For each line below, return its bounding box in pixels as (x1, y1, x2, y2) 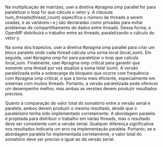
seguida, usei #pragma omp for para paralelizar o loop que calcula (5, 55, 139, 60)
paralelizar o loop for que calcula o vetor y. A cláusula (5, 9, 113, 15)
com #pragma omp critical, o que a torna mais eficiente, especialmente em (5, 75, 156, 81)
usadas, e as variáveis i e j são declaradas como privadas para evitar (5, 19, 143, 25)
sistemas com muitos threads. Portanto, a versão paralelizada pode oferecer (5, 81, 159, 86)
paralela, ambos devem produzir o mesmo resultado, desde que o (5, 105, 137, 111)
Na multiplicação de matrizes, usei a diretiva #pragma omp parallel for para (5, 4, 156, 10)
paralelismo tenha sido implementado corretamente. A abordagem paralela (5, 111, 155, 116)
